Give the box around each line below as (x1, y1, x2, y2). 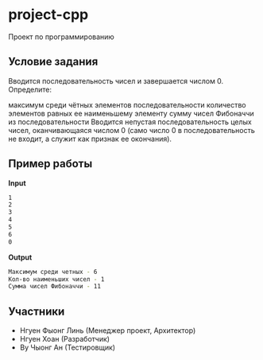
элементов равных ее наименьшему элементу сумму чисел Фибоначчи (8, 108, 254, 118)
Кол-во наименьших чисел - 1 (8, 275, 105, 284)
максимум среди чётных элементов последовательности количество (8, 100, 246, 109)
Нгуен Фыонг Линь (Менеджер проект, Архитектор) (19, 326, 196, 335)
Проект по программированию (8, 32, 115, 41)
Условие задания (8, 55, 99, 68)
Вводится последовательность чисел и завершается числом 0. (8, 76, 224, 85)
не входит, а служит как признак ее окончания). (8, 134, 172, 143)
